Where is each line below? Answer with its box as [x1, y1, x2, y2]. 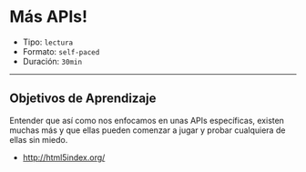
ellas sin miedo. [9, 134, 68, 145]
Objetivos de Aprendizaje [9, 91, 157, 106]
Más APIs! [9, 6, 88, 27]
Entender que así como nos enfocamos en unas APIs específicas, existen [9, 115, 285, 126]
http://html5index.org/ [22, 152, 106, 163]
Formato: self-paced [22, 46, 100, 56]
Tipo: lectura [22, 36, 74, 47]
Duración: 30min [22, 56, 83, 66]
